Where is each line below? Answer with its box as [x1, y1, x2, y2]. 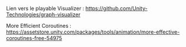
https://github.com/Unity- [85, 5, 148, 12]
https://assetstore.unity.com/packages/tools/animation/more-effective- [6, 28, 180, 35]
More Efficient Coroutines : [6, 23, 72, 29]
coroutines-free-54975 [6, 35, 63, 41]
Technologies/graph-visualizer [6, 11, 81, 18]
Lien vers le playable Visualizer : [6, 5, 84, 12]
